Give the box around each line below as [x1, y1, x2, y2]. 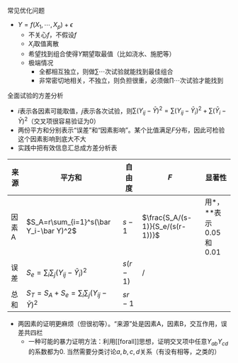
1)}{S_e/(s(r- [142, 221, 186, 231]
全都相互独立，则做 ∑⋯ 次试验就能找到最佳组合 [38, 67, 174, 76]
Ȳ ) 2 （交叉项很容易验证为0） [17, 116, 101, 125]
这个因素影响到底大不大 [17, 134, 86, 143]
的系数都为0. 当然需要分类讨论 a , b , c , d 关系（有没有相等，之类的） [28, 347, 221, 356]
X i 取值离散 [28, 39, 59, 50]
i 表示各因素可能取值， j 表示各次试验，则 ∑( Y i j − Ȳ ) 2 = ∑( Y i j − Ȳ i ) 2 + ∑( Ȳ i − [17, 105, 227, 117]
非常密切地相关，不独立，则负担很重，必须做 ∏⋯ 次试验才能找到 [38, 76, 224, 84]
